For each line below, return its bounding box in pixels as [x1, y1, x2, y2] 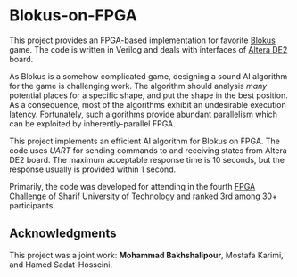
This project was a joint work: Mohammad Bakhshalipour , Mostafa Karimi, [9, 249, 284, 260]
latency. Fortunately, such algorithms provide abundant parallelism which [9, 109, 278, 119]
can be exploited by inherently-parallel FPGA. [9, 118, 176, 129]
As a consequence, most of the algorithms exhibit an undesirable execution [9, 99, 287, 110]
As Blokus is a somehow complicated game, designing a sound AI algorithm [9, 70, 288, 81]
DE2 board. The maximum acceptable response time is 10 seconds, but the [9, 154, 285, 165]
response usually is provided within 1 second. [9, 164, 177, 175]
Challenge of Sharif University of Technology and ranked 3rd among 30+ [9, 191, 278, 201]
